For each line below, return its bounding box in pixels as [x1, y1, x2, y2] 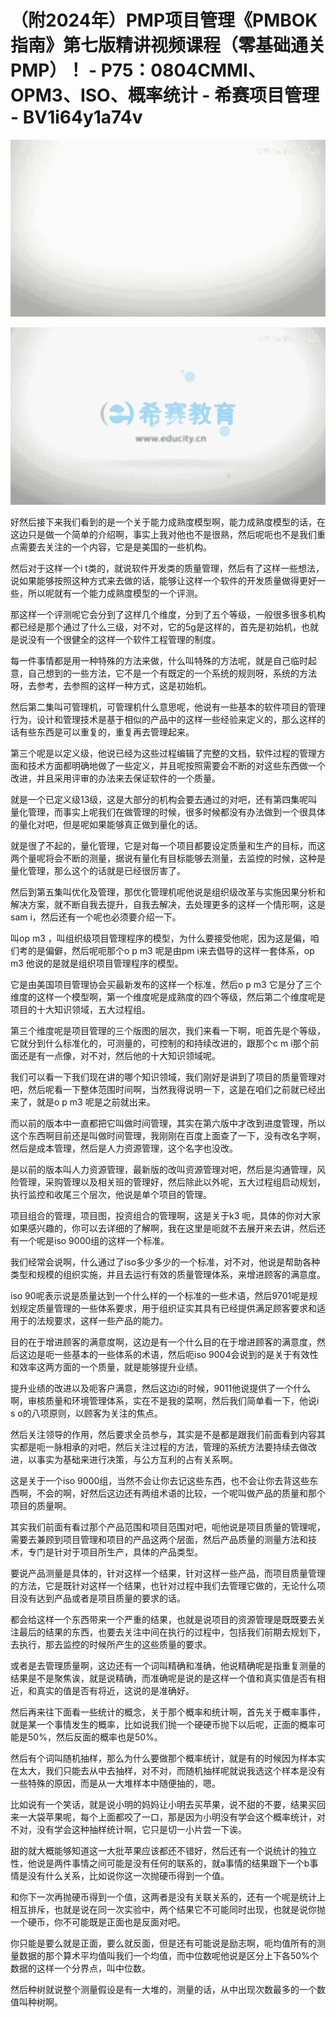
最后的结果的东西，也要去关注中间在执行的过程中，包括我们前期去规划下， [18, 1626, 326, 1638]
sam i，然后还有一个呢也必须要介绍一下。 [10, 911, 182, 923]
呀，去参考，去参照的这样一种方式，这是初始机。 [10, 679, 212, 691]
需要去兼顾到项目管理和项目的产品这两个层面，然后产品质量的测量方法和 [10, 1533, 308, 1545]
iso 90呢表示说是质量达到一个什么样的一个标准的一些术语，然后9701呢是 [10, 1289, 310, 1301]
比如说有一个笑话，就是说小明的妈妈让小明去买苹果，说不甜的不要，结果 [10, 1798, 308, 1810]
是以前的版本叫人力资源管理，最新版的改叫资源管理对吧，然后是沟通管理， [10, 1163, 317, 1175]
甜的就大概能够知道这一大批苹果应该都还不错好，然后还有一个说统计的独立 [10, 1844, 317, 1856]
